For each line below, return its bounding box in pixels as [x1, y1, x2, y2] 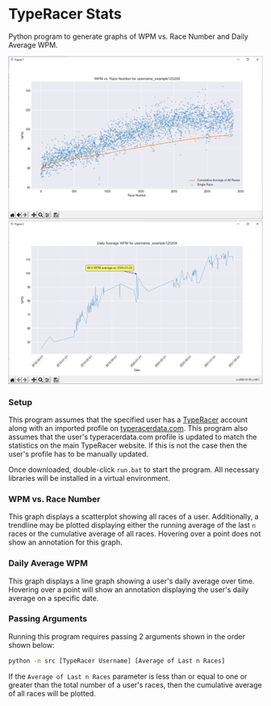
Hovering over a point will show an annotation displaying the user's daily [8, 584, 249, 594]
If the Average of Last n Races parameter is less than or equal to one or [8, 671, 248, 681]
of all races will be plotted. [8, 688, 97, 698]
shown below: [8, 640, 55, 650]
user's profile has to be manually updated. [8, 449, 149, 458]
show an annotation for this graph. [8, 537, 123, 547]
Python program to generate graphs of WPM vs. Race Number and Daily [8, 31, 248, 41]
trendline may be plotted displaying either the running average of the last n [8, 520, 256, 530]
